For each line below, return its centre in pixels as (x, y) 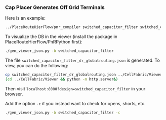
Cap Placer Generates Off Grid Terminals (55, 7)
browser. (14, 94)
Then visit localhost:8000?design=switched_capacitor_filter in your (75, 88)
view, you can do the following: (37, 66)
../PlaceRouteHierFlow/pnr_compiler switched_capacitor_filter (72, 27)
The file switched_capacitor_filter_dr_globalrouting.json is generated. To (83, 60)
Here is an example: (25, 18)
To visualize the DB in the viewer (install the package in (61, 37)
